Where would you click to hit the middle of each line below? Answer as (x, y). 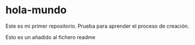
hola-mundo (36, 10)
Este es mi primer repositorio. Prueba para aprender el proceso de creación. (97, 26)
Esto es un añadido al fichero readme (51, 37)
